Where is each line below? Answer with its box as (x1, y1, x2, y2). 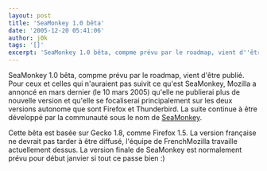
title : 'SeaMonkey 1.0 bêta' (8, 19, 105, 27)
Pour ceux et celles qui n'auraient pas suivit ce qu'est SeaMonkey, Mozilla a (8, 79, 257, 88)
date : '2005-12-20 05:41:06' (8, 26, 105, 34)
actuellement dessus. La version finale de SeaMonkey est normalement (8, 145, 242, 154)
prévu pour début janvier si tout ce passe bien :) (8, 154, 165, 163)
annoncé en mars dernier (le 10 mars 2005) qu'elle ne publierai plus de (8, 87, 241, 96)
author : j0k (8, 33, 48, 42)
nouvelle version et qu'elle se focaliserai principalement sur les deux (8, 96, 233, 105)
